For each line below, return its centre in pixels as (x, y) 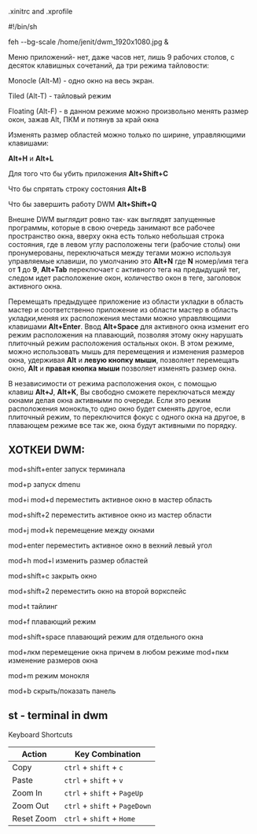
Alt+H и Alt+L (31, 158)
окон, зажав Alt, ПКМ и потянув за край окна (84, 120)
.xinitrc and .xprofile (40, 11)
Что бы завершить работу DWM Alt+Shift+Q (83, 204)
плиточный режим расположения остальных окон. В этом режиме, (121, 343)
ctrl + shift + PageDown (108, 806)
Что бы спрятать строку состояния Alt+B (77, 189)
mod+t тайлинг (33, 606)
